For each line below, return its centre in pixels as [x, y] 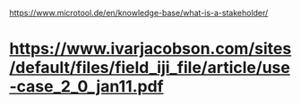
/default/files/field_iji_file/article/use [150, 68]
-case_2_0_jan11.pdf [86, 87]
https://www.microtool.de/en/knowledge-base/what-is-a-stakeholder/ [139, 13]
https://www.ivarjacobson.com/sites [150, 49]
